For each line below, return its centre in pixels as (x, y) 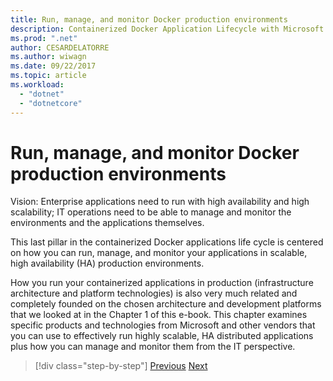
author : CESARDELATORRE (60, 47)
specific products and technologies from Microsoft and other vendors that (163, 325)
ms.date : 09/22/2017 (53, 66)
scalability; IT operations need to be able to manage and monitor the (151, 212)
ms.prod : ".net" (44, 38)
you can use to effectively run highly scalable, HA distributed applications (162, 336)
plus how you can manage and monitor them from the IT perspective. (153, 347)
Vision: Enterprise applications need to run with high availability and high (160, 202)
